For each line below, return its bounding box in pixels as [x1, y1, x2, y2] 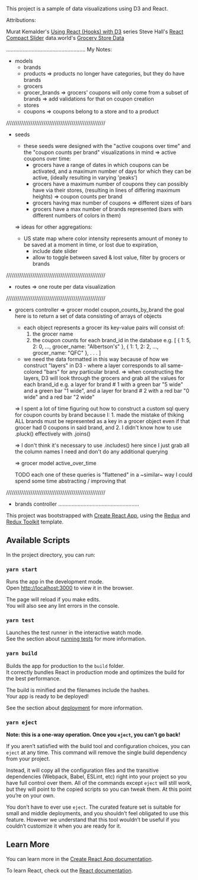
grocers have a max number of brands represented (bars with [32, 206, 184, 213]
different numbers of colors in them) [32, 212, 122, 219]
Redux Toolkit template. [6, 518, 64, 525]
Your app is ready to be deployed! [6, 692, 89, 700]
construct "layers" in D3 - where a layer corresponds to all [23, 362, 167, 369]
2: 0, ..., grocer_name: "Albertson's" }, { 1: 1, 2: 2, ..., [32, 343, 159, 350]
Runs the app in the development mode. [6, 578, 104, 585]
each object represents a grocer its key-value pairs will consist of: [23, 324, 185, 331]
